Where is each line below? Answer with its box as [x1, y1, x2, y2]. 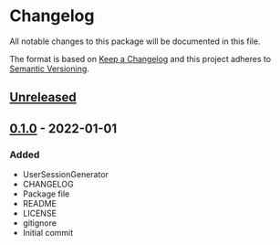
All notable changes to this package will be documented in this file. [9, 36, 261, 47]
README [22, 198, 57, 209]
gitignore [22, 218, 57, 229]
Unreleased [9, 90, 78, 105]
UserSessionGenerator [22, 169, 109, 180]
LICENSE [22, 208, 57, 219]
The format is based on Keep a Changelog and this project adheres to [9, 53, 272, 64]
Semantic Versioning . [9, 63, 89, 74]
